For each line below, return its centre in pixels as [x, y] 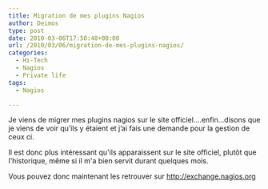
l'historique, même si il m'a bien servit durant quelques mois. [108, 161]
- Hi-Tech [32, 61]
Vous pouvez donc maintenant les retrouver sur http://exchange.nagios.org [132, 176]
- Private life [41, 75]
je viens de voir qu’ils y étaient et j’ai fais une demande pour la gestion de [129, 128]
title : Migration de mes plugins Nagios [77, 16]
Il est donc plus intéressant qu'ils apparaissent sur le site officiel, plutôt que [133, 152]
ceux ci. [21, 137]
